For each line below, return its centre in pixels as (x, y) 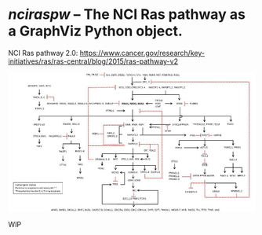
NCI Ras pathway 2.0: (43, 53)
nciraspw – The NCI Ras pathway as (127, 15)
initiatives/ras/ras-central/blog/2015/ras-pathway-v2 (93, 61)
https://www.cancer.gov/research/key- (142, 53)
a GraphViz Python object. (95, 31)
